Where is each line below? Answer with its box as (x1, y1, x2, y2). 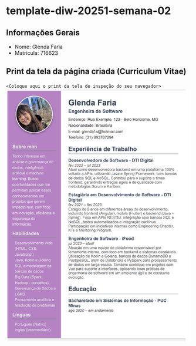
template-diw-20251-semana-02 (6, 4, 171, 18)
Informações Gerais (6, 28, 80, 38)
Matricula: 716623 (14, 50, 59, 57)
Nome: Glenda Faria (14, 43, 63, 50)
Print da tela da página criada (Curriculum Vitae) (6, 67, 187, 77)
